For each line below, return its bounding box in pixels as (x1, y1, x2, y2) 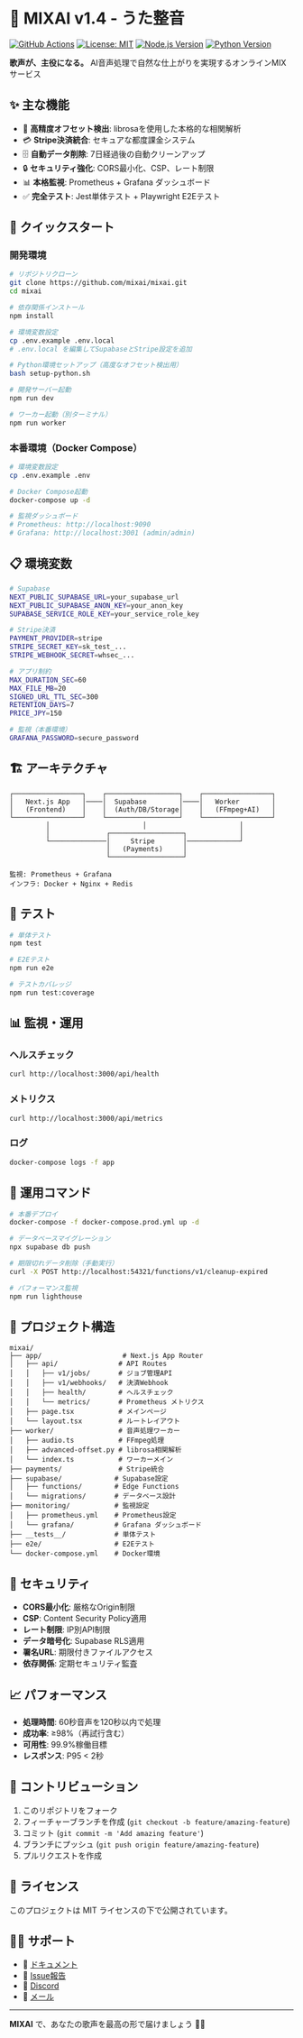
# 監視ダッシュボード (9, 511, 78, 521)
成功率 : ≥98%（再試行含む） (22, 1728, 130, 1739)
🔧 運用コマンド (9, 1185, 92, 1200)
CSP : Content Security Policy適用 (22, 1613, 147, 1624)
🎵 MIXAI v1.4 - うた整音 (9, 8, 185, 29)
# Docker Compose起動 (9, 487, 88, 496)
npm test (9, 939, 42, 948)
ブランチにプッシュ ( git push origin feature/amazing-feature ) (22, 1839, 260, 1850)
